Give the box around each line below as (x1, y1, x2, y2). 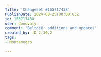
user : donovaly (5, 21, 37, 26)
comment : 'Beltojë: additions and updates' (5, 26, 97, 31)
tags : (5, 35, 16, 40)
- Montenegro (5, 40, 32, 45)
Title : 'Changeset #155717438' (5, 7, 70, 12)
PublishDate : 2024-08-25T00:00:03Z (5, 12, 79, 17)
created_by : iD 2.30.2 (5, 30, 52, 35)
